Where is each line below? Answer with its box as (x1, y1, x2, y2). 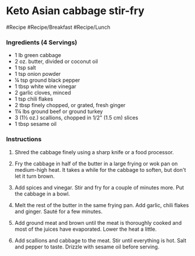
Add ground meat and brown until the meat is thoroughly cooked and (14, 219, 182, 226)
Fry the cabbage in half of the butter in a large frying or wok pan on (14, 160, 178, 167)
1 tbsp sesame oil (14, 121, 57, 128)
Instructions (6, 135, 42, 144)
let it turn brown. (14, 172, 55, 179)
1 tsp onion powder (14, 71, 61, 78)
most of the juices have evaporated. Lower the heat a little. (14, 225, 157, 232)
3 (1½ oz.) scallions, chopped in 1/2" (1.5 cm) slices (14, 114, 139, 121)
